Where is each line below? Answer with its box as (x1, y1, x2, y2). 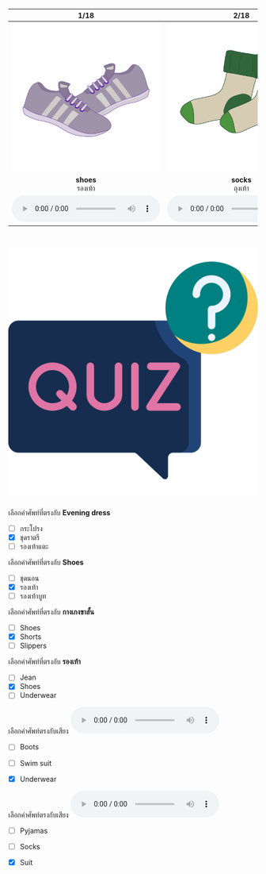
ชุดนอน (19, 573, 40, 583)
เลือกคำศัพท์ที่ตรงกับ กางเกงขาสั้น (8, 607, 95, 617)
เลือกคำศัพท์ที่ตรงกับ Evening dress (8, 507, 111, 517)
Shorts (19, 632, 42, 641)
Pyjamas (19, 826, 48, 835)
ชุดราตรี (19, 533, 40, 542)
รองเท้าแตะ (19, 541, 49, 551)
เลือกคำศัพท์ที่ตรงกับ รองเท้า (8, 656, 82, 667)
